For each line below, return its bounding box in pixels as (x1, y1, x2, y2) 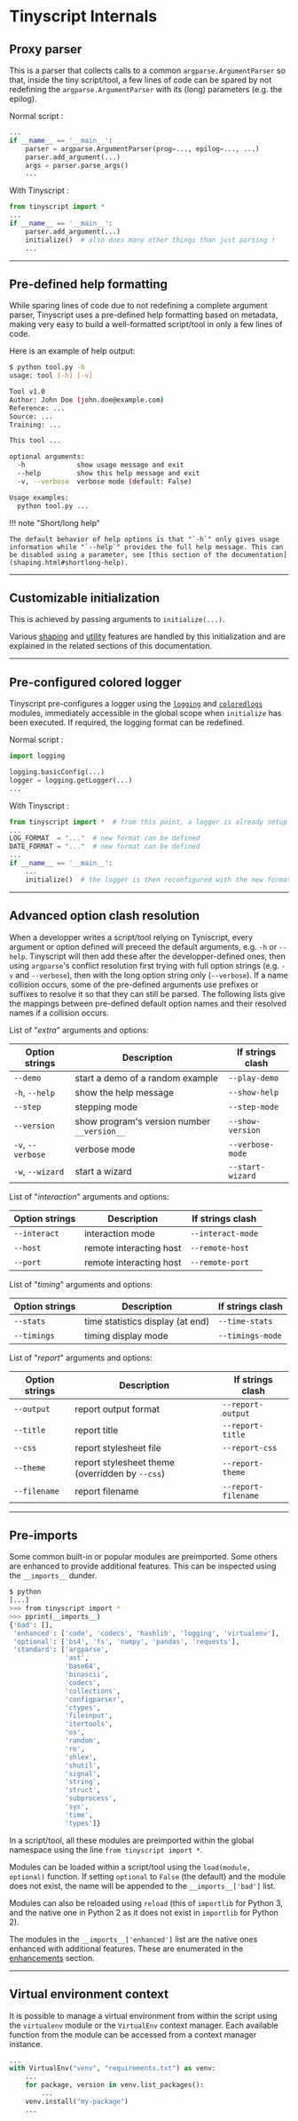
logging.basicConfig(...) (9, 768, 105, 777)
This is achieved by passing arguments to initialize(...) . (9, 614, 225, 625)
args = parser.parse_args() (25, 161, 129, 170)
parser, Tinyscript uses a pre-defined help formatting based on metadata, (9, 309, 278, 321)
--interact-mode (190, 1228, 259, 1239)
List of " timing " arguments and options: (9, 1279, 153, 1289)
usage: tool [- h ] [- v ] (9, 371, 93, 380)
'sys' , (65, 1802, 90, 1812)
